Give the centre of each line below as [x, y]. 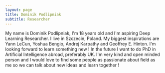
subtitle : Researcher [28, 19]
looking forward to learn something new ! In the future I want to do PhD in [81, 49]
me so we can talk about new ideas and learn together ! [62, 65]
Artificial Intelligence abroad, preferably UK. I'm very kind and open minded [83, 54]
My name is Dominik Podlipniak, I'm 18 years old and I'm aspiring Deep [78, 33]
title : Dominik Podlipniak [33, 14]
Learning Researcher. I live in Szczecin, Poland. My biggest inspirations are [82, 38]
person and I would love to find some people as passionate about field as [80, 60]
